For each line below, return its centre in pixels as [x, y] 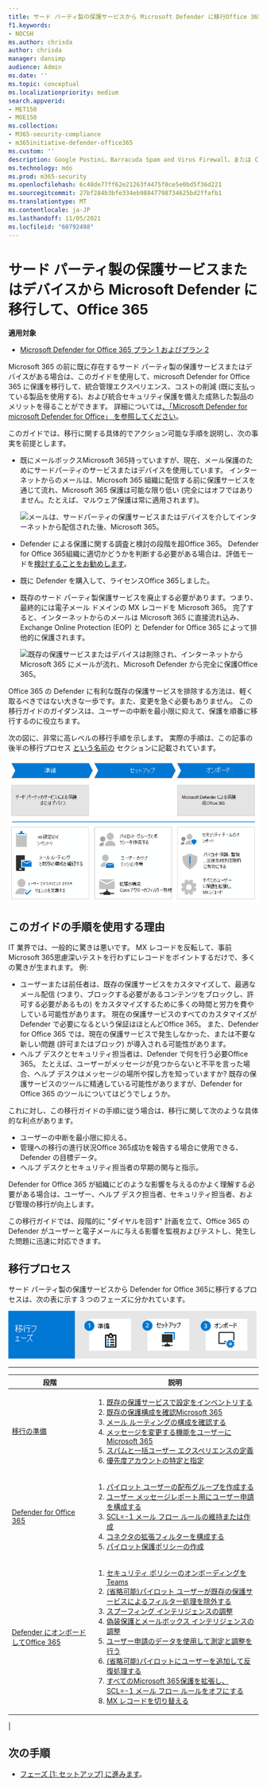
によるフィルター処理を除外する [179, 1601]
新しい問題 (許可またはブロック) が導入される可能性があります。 [125, 1044]
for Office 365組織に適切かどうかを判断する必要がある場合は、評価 [130, 554]
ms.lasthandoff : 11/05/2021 [55, 218]
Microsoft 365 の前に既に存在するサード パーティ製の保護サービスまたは [127, 367]
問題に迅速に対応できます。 [60, 1241]
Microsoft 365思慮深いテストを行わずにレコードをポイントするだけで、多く [132, 957]
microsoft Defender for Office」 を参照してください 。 [96, 416]
